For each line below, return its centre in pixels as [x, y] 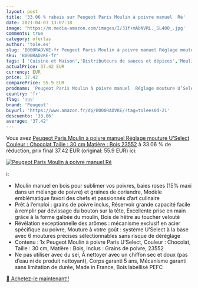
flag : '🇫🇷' [21, 99]
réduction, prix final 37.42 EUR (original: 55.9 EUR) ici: [71, 150]
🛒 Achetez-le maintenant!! [38, 279]
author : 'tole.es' [29, 45]
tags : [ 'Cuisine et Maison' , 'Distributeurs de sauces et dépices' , [92, 61]
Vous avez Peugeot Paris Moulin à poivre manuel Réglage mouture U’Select [98, 138]
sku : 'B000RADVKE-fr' [33, 55]
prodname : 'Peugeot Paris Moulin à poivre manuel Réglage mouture [91, 89]
